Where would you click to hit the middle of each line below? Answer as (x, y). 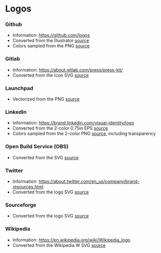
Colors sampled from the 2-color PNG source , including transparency (84, 134)
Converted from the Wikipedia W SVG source (59, 245)
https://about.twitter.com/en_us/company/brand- (89, 181)
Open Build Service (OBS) (37, 147)
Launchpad (19, 88)
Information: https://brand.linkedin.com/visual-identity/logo (73, 123)
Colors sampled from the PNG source (51, 46)
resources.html (28, 186)
